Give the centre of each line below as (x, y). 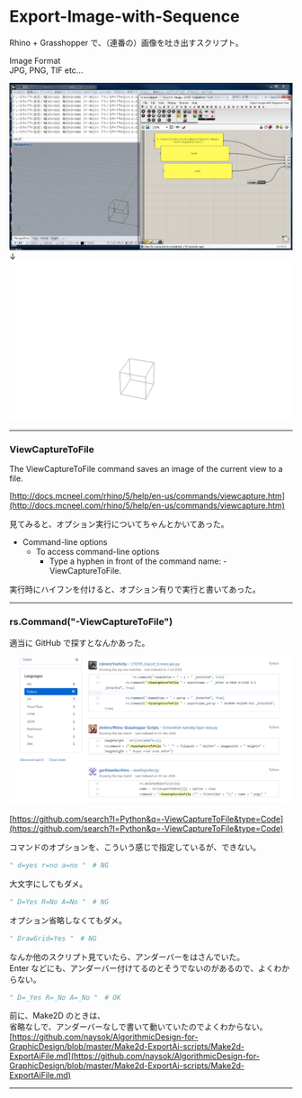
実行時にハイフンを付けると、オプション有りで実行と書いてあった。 (135, 590)
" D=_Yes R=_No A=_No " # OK (65, 997)
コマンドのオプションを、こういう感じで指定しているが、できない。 (135, 847)
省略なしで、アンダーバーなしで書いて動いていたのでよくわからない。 (138, 1027)
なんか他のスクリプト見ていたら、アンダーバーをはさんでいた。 (127, 957)
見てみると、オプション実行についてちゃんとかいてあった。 (119, 524)
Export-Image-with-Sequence (124, 17)
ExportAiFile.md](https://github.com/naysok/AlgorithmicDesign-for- (135, 1057)
